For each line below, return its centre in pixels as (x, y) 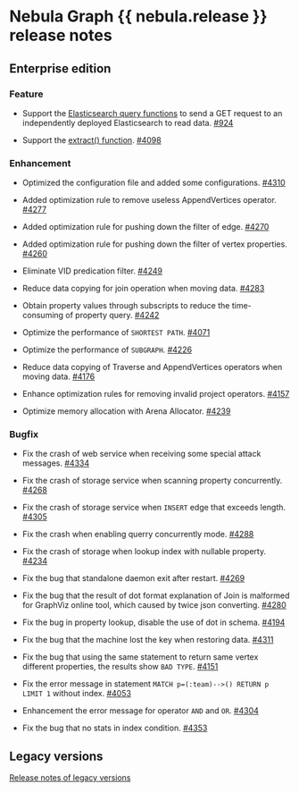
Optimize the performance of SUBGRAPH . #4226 (107, 350)
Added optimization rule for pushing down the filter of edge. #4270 (145, 227)
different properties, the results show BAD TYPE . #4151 (120, 667)
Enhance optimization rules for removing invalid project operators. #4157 (156, 394)
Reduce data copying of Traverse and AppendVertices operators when (152, 367)
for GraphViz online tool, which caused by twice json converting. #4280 (154, 605)
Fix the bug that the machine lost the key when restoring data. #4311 (148, 640)
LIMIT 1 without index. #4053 (77, 694)
